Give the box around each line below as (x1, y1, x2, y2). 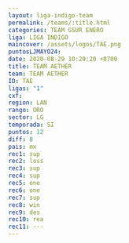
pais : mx (8, 143, 37, 151)
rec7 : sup (8, 194, 41, 201)
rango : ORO (8, 107, 44, 114)
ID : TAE (8, 77, 34, 85)
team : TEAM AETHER (8, 70, 68, 78)
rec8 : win (8, 201, 41, 209)
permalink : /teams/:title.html (8, 19, 111, 27)
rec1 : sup (8, 150, 41, 158)
